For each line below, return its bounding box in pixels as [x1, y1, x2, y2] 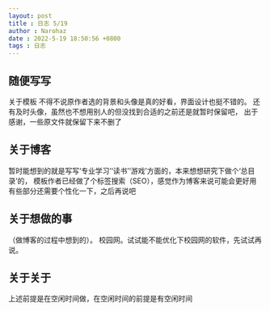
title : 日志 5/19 [8, 19, 68, 27]
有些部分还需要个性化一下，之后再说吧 [8, 186, 136, 195]
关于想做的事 [8, 212, 73, 226]
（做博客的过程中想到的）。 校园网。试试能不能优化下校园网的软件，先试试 [8, 235, 255, 245]
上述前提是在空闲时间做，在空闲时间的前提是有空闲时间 [8, 294, 192, 304]
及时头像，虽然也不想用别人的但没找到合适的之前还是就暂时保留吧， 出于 [15, 107, 259, 116]
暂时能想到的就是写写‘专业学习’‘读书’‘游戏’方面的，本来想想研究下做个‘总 [8, 166, 248, 175]
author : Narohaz [8, 27, 67, 35]
